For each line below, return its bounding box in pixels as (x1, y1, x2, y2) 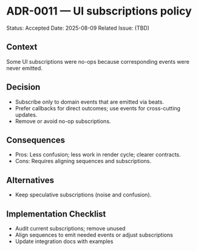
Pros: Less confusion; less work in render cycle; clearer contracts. (15, 151, 181, 158)
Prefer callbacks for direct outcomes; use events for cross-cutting (15, 104, 181, 112)
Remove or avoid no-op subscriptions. (15, 117, 111, 125)
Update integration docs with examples (15, 238, 114, 245)
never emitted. (6, 64, 43, 72)
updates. (15, 111, 38, 118)
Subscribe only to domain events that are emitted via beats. (15, 98, 164, 105)
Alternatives (6, 175, 55, 186)
